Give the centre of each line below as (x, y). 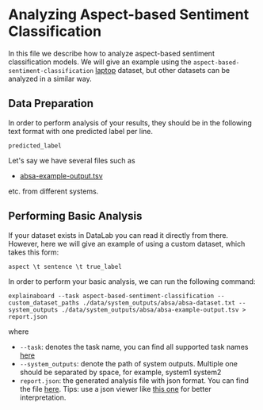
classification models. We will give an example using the (100, 62)
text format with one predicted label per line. (80, 131)
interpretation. (43, 397)
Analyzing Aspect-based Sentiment (129, 15)
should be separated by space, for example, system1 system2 (120, 372)
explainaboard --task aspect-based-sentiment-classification (111, 296)
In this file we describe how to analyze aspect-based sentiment (112, 53)
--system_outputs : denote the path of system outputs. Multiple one (128, 363)
